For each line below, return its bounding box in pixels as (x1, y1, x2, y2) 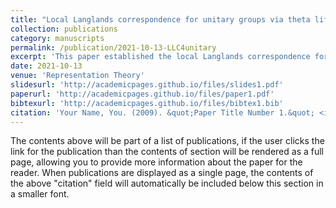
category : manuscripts (10, 33, 105, 43)
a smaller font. (10, 188, 70, 200)
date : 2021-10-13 (10, 61, 83, 71)
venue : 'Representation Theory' (10, 71, 145, 81)
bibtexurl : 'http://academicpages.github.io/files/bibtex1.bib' (10, 98, 284, 108)
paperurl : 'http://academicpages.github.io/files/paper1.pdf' (10, 89, 275, 99)
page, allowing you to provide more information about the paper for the (10, 156, 303, 168)
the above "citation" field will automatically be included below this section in (10, 177, 324, 190)
